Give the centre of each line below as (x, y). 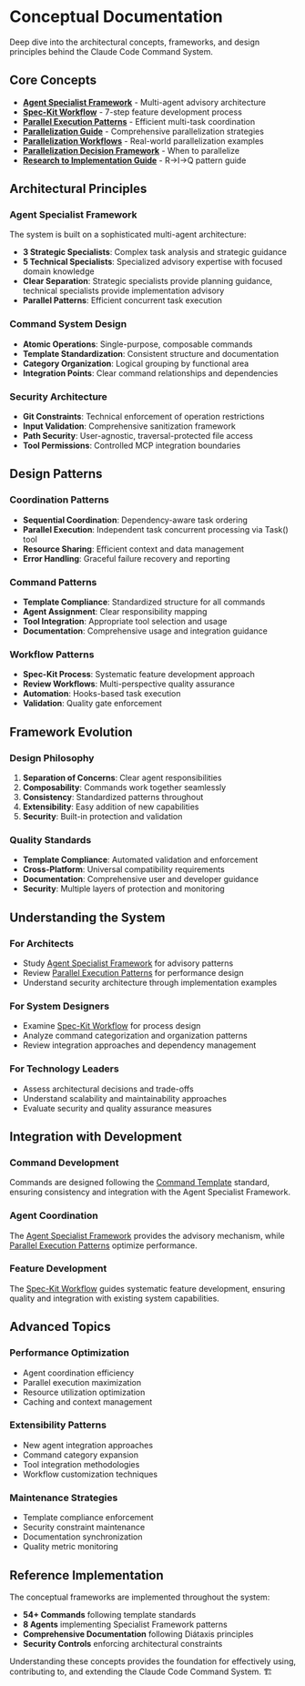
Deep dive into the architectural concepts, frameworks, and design (135, 42)
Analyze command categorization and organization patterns (135, 1036)
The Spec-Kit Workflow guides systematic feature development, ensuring (147, 1288)
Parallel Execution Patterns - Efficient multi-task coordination (139, 121)
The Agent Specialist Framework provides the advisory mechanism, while (147, 1235)
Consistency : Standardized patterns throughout (113, 797)
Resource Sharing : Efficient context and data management (133, 549)
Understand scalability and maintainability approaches (125, 1098)
